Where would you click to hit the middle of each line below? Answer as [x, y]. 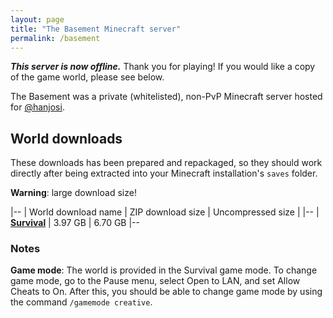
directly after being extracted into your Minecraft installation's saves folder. [164, 173]
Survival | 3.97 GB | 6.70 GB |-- [75, 223]
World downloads [66, 138]
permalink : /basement [55, 38]
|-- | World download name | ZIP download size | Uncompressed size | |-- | [165, 212]
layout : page [37, 19]
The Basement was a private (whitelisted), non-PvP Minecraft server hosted [166, 97]
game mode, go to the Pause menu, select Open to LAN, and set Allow [155, 281]
